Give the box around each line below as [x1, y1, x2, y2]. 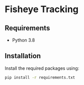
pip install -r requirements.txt [5, 75, 75, 80]
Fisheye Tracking [5, 4, 79, 15]
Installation [5, 52, 41, 60]
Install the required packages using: [5, 65, 79, 71]
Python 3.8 [12, 37, 35, 43]
